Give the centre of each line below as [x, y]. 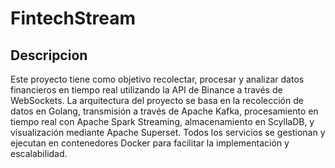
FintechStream [73, 18]
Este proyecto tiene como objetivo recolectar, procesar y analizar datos [157, 79]
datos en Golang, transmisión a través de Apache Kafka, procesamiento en [164, 111]
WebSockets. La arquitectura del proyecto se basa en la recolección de [157, 100]
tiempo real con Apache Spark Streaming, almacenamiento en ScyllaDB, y [162, 121]
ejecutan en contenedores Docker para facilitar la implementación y [150, 143]
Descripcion [49, 55]
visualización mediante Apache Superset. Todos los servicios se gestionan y [168, 132]
